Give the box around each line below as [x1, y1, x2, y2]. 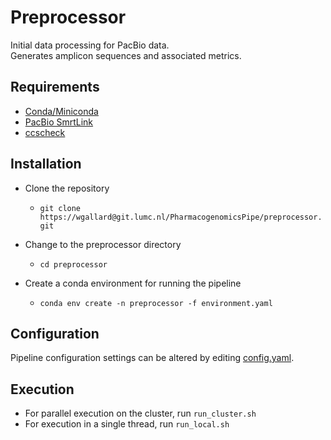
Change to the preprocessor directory [24, 238, 182, 250]
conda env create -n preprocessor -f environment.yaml [39, 298, 273, 308]
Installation [10, 156, 82, 173]
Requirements [10, 79, 100, 96]
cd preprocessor [39, 259, 108, 270]
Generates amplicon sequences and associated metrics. [10, 49, 242, 61]
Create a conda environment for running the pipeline [24, 277, 242, 289]
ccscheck [24, 126, 66, 138]
